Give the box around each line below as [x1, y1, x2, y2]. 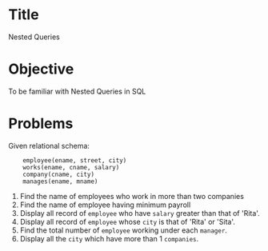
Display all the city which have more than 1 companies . [19, 233, 199, 243]
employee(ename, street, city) [22, 156, 127, 165]
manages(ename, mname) [22, 177, 98, 185]
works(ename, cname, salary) [22, 163, 120, 171]
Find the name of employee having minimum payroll [19, 200, 191, 209]
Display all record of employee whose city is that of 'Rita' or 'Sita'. [19, 217, 236, 226]
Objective [8, 60, 74, 78]
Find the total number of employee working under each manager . [19, 225, 228, 235]
